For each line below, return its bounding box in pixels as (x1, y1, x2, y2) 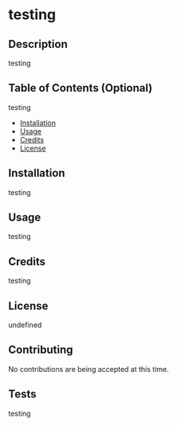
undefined (8, 320, 42, 330)
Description (8, 37, 68, 51)
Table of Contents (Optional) (8, 81, 153, 95)
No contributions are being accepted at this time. (8, 364, 169, 373)
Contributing (8, 343, 73, 357)
